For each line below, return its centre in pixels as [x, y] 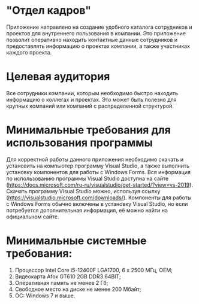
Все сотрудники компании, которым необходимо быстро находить [92, 93]
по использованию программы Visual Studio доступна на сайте [88, 178]
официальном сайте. [33, 217]
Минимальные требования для [88, 130]
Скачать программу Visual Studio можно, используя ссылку [83, 191]
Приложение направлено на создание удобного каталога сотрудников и [99, 27]
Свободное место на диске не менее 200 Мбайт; [78, 289]
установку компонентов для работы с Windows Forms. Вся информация [98, 172]
